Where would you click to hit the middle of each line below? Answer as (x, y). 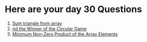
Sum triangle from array (37, 23)
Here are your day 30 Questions (73, 9)
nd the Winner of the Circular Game (49, 28)
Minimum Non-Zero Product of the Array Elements (65, 34)
